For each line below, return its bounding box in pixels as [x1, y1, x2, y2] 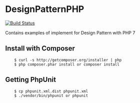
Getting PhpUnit [5, 75, 56, 84]
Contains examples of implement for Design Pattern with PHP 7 [5, 29, 135, 35]
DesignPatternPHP [5, 3, 84, 15]
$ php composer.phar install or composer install [14, 61, 120, 67]
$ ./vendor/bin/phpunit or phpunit [14, 93, 88, 98]
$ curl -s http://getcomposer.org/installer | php [14, 57, 122, 62]
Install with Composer [5, 44, 75, 53]
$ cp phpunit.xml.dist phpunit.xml [14, 88, 88, 93]
